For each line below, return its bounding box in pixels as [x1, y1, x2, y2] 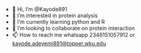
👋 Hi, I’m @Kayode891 [11, 6, 68, 13]
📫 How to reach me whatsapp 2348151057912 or [11, 32, 135, 38]
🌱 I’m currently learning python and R [11, 18, 105, 25]
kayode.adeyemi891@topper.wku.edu [11, 40, 107, 47]
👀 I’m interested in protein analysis [11, 12, 98, 19]
